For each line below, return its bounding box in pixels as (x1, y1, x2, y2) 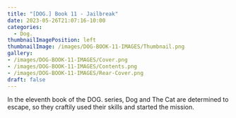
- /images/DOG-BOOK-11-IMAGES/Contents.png (7, 63, 138, 70)
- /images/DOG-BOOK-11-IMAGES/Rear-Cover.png (7, 69, 143, 76)
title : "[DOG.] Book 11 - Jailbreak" (7, 10, 119, 18)
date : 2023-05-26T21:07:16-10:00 (7, 17, 106, 24)
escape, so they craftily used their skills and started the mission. (7, 103, 194, 112)
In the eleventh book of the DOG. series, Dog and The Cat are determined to (7, 95, 229, 104)
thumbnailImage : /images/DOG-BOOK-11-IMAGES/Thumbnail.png (7, 43, 185, 50)
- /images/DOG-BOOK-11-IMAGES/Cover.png (7, 57, 129, 64)
